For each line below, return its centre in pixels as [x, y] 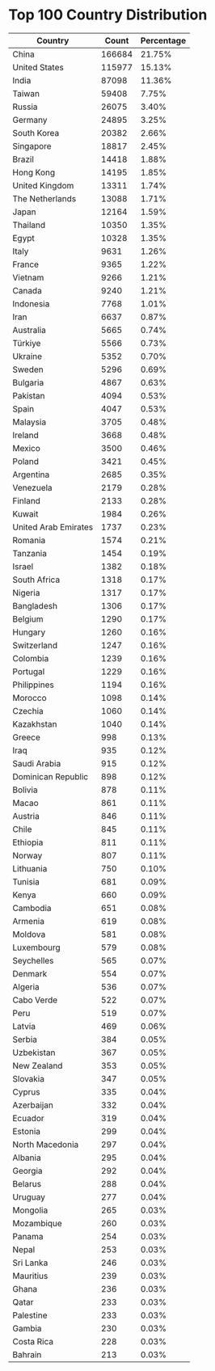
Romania [29, 540]
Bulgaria [28, 382]
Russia [25, 107]
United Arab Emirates [53, 527]
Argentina [31, 475]
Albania [27, 1158]
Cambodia [32, 908]
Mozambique [37, 1223]
